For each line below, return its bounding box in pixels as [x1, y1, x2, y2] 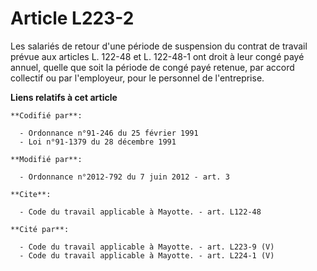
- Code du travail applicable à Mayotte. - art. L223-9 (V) [19, 242, 275, 252]
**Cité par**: [10, 224, 70, 234]
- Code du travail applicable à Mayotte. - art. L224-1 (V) [19, 250, 275, 261]
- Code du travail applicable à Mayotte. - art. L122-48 [19, 207, 262, 217]
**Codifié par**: [10, 110, 83, 121]
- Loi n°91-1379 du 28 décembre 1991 [19, 137, 177, 147]
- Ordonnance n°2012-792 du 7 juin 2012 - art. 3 [19, 172, 230, 182]
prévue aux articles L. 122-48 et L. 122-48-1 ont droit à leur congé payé [10, 50, 305, 62]
